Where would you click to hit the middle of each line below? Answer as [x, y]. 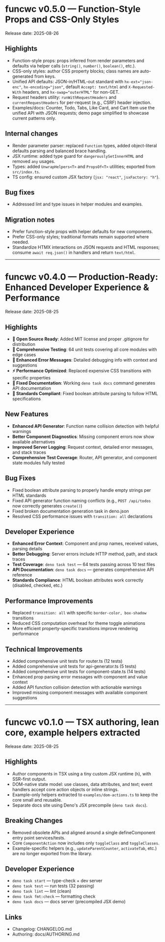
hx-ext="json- [139, 82]
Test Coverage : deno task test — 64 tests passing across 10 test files [84, 565]
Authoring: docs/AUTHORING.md [46, 934]
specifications [26, 399]
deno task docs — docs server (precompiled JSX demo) [69, 902]
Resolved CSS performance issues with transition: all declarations [82, 516]
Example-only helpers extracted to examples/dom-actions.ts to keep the [85, 795]
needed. [21, 242]
